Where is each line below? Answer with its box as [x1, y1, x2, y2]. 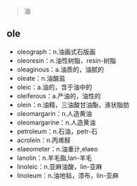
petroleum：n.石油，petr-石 [16, 127, 98, 135]
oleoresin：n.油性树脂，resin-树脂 [16, 56, 117, 64]
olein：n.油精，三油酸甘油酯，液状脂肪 [16, 100, 130, 109]
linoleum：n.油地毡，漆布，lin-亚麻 [16, 171, 119, 180]
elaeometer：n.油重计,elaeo [16, 144, 98, 153]
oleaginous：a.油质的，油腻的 [16, 65, 104, 74]
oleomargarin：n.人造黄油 [16, 109, 93, 117]
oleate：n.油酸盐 [16, 74, 66, 82]
